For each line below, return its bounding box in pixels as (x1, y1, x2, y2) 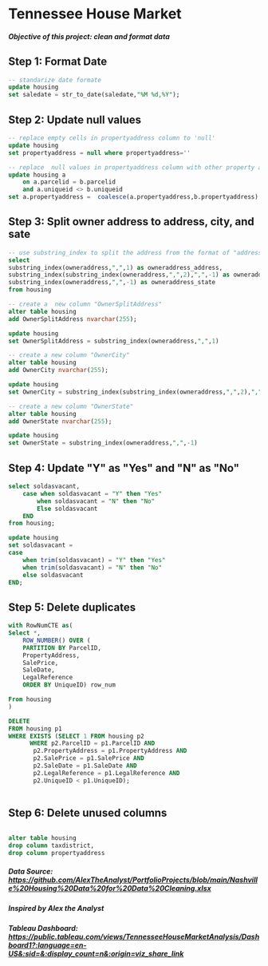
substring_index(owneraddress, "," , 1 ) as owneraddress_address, (8, 263, 223, 271)
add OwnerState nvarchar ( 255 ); (8, 417, 112, 426)
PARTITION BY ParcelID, (22, 643, 102, 651)
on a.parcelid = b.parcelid (22, 178, 116, 186)
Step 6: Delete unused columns (8, 806, 167, 819)
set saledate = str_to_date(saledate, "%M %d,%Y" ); (8, 91, 180, 99)
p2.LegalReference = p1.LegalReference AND (33, 769, 180, 777)
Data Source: (8, 866, 53, 876)
